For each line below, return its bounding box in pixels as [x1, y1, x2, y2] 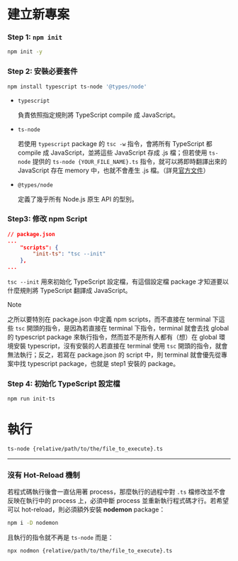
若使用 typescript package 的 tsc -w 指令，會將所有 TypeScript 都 [17, 139, 212, 148]
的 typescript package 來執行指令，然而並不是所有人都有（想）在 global [7, 333, 217, 341]
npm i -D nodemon [7, 519, 59, 527]
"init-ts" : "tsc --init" [33, 250, 106, 257]
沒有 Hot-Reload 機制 [7, 470, 80, 479]
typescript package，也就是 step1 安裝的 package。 [27, 360, 179, 368]
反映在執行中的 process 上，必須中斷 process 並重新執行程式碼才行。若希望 [7, 496, 229, 505]
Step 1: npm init [7, 33, 62, 43]
